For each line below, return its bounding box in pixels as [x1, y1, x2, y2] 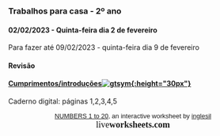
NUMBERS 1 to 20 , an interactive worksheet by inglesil [54, 111, 212, 120]
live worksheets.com [96, 119, 170, 130]
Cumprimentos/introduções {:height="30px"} [8, 79, 192, 89]
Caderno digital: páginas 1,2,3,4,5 [8, 96, 117, 106]
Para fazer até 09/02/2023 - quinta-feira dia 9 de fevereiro [8, 43, 200, 52]
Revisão [8, 61, 36, 70]
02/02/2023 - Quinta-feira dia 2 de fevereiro [8, 25, 157, 35]
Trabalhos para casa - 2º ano [8, 6, 122, 17]
